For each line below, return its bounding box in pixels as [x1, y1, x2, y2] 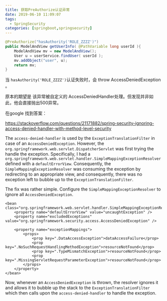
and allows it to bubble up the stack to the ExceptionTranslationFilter [5, 285, 150, 291]
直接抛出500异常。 [22, 100, 61, 106]
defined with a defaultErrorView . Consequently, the [5, 161, 111, 167]
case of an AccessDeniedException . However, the [5, 140, 104, 147]
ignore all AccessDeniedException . [5, 192, 74, 198]
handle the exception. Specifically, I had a [5, 151, 90, 157]
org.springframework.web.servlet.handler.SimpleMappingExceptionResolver [5, 156, 162, 162]
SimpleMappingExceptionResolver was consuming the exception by [5, 166, 141, 172]
